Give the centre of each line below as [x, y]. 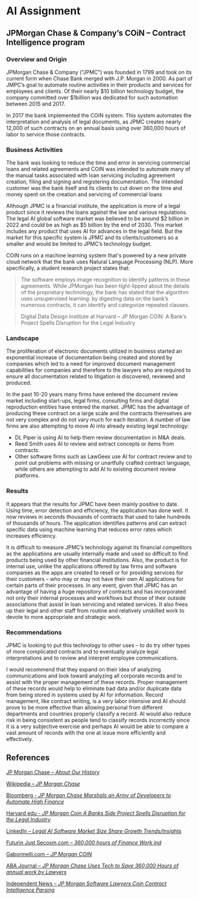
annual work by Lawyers [37, 872]
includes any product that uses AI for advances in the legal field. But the [94, 231]
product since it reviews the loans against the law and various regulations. [97, 212]
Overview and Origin [37, 59]
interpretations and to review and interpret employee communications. [92, 658]
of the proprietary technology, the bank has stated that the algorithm [105, 293]
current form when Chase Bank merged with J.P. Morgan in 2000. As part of [99, 78]
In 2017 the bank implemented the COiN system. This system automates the [99, 115]
